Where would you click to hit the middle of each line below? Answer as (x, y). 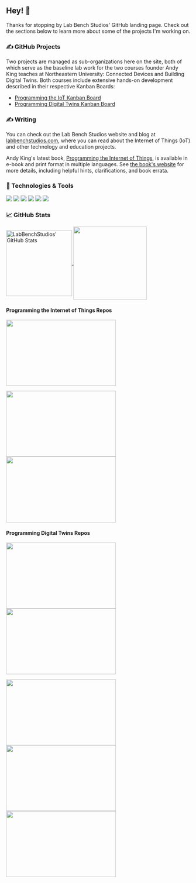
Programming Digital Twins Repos (48, 532)
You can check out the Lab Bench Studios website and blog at (81, 135)
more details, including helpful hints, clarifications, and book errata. (87, 171)
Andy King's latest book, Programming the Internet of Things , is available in (97, 158)
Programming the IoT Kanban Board (58, 98)
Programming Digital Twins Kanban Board (65, 104)
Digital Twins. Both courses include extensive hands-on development (90, 80)
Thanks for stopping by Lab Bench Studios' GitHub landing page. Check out (97, 25)
